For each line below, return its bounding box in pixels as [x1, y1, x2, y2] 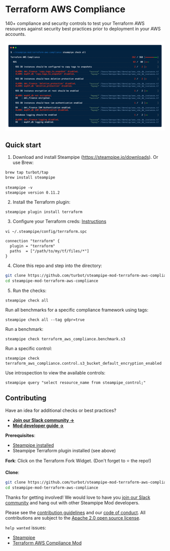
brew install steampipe [5, 175, 56, 180]
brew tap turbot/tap [5, 170, 49, 175]
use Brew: [12, 159, 34, 165]
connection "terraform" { [5, 239, 60, 244]
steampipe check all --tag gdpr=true [5, 317, 85, 322]
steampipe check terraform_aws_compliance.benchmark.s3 [5, 336, 125, 342]
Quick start [5, 141, 41, 149]
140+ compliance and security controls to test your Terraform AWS [5, 20, 145, 26]
